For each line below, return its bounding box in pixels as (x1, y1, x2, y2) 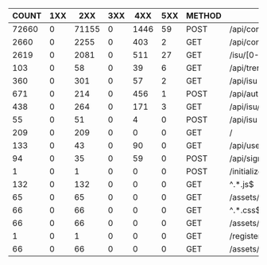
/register (229, 231, 261, 241)
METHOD (186, 10, 222, 21)
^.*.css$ (229, 205, 261, 216)
